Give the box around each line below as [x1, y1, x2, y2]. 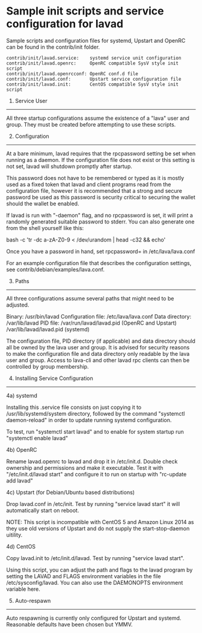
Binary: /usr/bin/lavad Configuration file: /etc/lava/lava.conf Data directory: [6, 313, 191, 320]
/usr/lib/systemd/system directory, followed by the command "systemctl [6, 410, 185, 417]
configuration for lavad [6, 17, 124, 31]
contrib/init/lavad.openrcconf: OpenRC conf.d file [6, 70, 138, 76]
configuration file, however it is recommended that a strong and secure [6, 187, 182, 194]
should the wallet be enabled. [6, 200, 79, 207]
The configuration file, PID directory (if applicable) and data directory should [6, 337, 195, 345]
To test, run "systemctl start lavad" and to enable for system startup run [6, 428, 185, 435]
